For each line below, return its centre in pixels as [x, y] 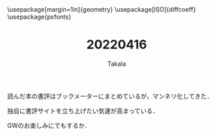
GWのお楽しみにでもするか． [49, 125]
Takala [117, 64]
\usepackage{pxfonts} [39, 17]
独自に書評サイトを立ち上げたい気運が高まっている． [83, 110]
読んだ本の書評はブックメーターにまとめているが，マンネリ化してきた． [110, 96]
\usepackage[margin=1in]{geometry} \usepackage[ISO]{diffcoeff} [102, 9]
